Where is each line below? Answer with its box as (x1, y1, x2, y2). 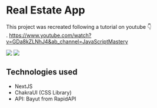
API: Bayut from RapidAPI (14, 95, 76, 102)
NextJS (14, 83, 33, 90)
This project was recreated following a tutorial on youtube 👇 (6, 23, 152, 30)
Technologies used (6, 67, 78, 77)
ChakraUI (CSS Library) (14, 89, 72, 96)
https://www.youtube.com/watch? (8, 32, 92, 39)
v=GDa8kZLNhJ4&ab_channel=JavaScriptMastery (6, 38, 128, 45)
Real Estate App (6, 4, 85, 17)
